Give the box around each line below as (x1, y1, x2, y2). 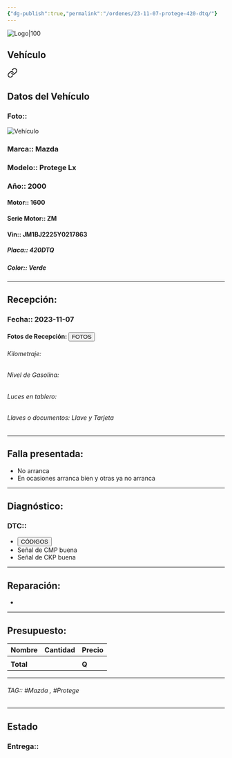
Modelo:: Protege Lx (7, 163, 77, 172)
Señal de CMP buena (17, 546, 77, 554)
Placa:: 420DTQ (7, 246, 55, 255)
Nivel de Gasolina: (7, 371, 60, 379)
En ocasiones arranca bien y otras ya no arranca (17, 474, 155, 482)
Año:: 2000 (7, 181, 47, 191)
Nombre (10, 645, 38, 655)
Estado (7, 721, 38, 732)
